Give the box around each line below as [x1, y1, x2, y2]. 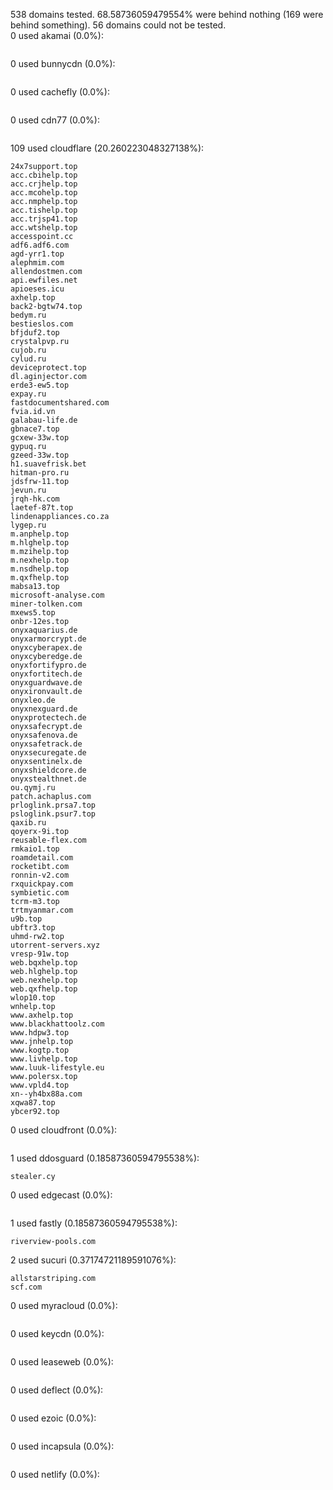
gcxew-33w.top [10, 433, 70, 443]
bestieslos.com [10, 319, 74, 329]
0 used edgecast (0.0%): [10, 1189, 113, 1201]
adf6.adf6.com [10, 240, 70, 250]
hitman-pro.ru [10, 468, 70, 478]
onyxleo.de [10, 695, 56, 705]
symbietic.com [10, 888, 70, 898]
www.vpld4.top [10, 1080, 70, 1090]
